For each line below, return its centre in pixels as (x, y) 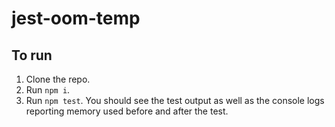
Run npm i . (48, 90)
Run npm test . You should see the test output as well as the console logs (175, 100)
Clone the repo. (58, 79)
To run (32, 55)
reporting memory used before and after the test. (127, 111)
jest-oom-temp (76, 18)
